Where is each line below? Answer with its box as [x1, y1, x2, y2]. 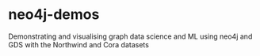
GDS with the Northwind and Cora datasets [8, 39, 149, 49]
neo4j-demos [8, 6, 100, 24]
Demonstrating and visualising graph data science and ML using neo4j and [8, 32, 253, 41]
